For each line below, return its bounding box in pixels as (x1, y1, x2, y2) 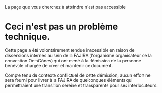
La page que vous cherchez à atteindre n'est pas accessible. (5, 4, 127, 10)
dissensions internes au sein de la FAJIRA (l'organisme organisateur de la (5, 52, 152, 58)
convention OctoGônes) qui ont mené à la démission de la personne (5, 58, 141, 63)
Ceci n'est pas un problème (5, 21, 118, 32)
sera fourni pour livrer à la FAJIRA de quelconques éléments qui (5, 77, 133, 83)
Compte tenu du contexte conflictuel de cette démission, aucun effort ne (5, 72, 151, 78)
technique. (5, 31, 50, 43)
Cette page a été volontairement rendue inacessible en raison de (5, 47, 135, 53)
